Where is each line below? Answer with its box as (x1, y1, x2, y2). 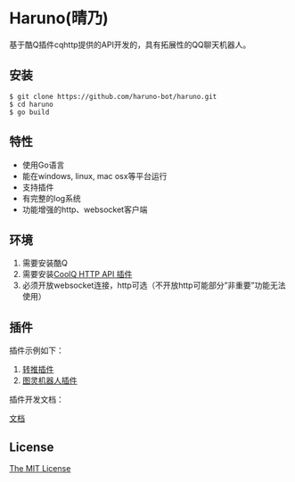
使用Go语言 (21, 159, 65, 170)
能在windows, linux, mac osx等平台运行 (21, 170, 168, 181)
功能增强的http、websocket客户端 (21, 204, 148, 215)
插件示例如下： (9, 345, 64, 356)
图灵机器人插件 (21, 375, 78, 386)
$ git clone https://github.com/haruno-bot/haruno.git (9, 92, 217, 101)
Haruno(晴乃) (9, 8, 109, 29)
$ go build (9, 108, 50, 117)
